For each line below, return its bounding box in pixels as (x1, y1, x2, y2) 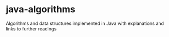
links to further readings (6, 25, 57, 31)
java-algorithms (6, 4, 76, 15)
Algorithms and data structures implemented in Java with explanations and (6, 20, 164, 26)
